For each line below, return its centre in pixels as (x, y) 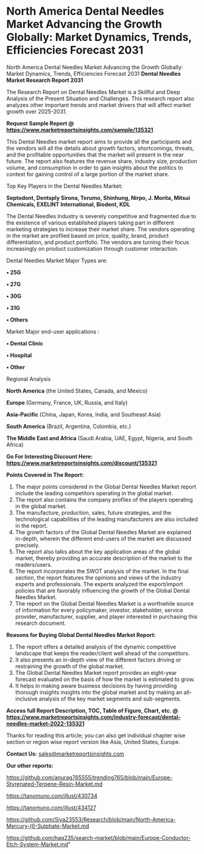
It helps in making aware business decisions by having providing (96, 685)
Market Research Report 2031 (45, 80)
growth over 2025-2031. (37, 111)
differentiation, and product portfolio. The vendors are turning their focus (98, 242)
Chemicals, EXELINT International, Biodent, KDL (68, 204)
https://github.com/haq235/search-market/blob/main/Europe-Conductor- (99, 837)
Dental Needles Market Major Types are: (57, 260)
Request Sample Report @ (40, 123)
